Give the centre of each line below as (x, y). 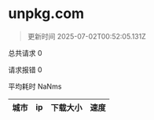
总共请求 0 (25, 53)
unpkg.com (46, 14)
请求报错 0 (25, 69)
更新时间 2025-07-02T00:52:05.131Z (87, 36)
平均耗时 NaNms (35, 86)
